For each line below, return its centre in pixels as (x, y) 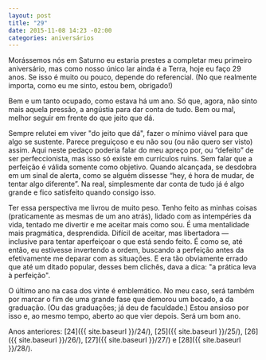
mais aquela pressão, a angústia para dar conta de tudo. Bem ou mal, (122, 110)
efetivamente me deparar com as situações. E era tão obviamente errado (128, 258)
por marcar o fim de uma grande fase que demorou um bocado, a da (121, 300)
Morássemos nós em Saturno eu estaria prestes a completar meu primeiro (130, 60)
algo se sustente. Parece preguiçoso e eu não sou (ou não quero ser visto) (131, 142)
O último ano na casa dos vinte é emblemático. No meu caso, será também (131, 291)
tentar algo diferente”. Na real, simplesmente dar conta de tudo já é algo (126, 184)
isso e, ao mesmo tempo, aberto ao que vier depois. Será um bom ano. (125, 316)
